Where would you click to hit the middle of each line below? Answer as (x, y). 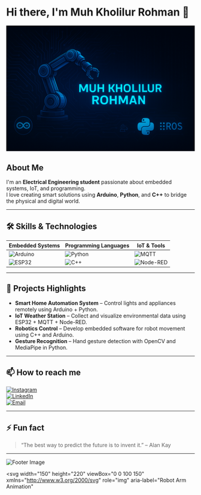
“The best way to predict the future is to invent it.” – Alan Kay (96, 445)
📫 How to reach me (44, 372)
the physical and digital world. (43, 201)
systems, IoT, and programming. (46, 188)
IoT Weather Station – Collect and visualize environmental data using (100, 316)
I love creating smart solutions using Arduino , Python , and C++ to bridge (97, 195)
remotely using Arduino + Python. (56, 309)
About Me (25, 168)
